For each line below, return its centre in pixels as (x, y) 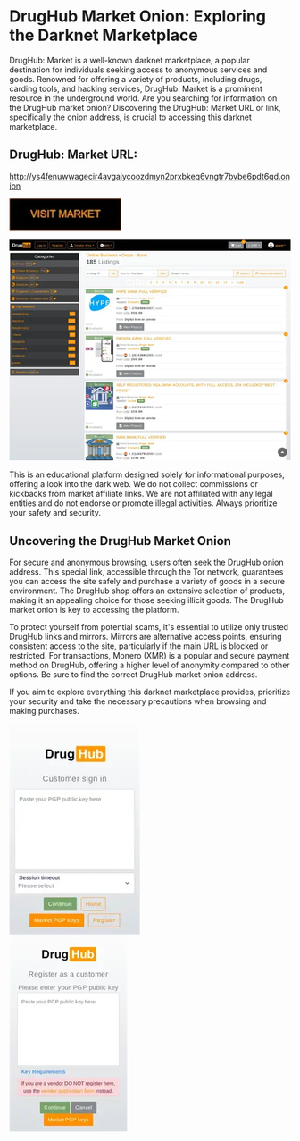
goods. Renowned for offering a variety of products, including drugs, (136, 79)
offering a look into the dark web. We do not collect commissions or (134, 484)
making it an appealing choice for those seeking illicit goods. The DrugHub (146, 600)
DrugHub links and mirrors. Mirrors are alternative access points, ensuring (146, 636)
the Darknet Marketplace (104, 35)
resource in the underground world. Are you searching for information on (143, 98)
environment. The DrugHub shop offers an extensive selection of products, (147, 591)
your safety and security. (55, 513)
